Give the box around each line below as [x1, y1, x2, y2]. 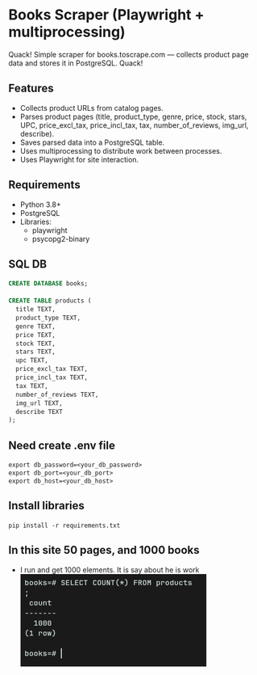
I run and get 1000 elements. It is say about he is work [19, 564, 200, 575]
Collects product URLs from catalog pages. [19, 103, 164, 112]
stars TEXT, [15, 348, 56, 356]
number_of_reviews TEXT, [15, 390, 99, 399]
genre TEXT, [15, 322, 56, 331]
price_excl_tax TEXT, [15, 365, 89, 373]
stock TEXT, [15, 340, 56, 348]
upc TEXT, [15, 356, 48, 365]
